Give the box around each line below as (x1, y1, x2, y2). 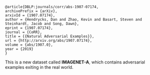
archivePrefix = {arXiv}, (5, 9, 57, 13)
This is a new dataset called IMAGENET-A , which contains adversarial (5, 59, 146, 65)
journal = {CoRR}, (5, 30, 42, 35)
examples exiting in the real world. (5, 64, 74, 70)
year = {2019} (5, 47, 34, 51)
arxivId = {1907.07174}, (5, 13, 55, 18)
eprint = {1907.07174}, (5, 25, 53, 30)
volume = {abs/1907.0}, (5, 42, 53, 47)
